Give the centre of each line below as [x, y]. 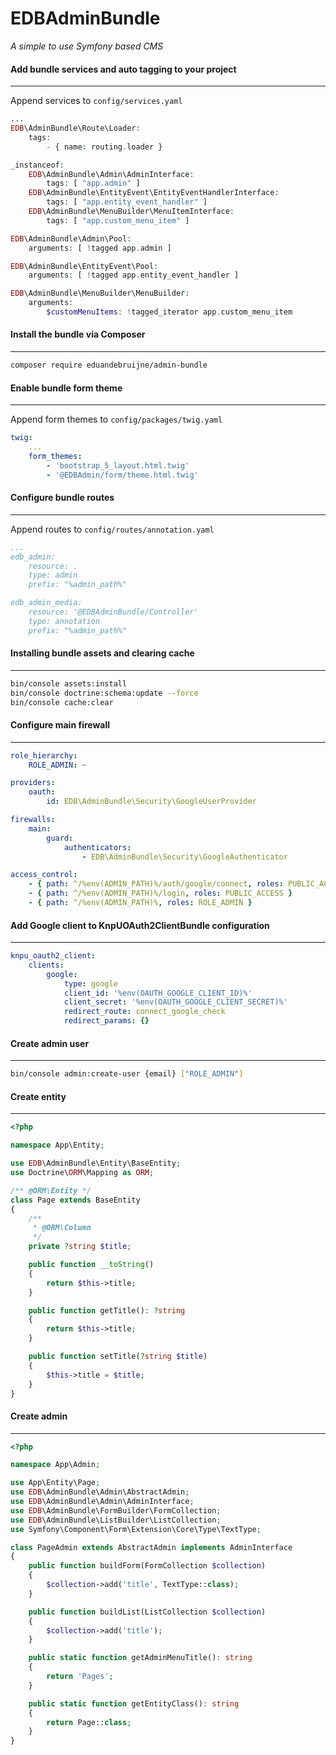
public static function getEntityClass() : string [134, 1703]
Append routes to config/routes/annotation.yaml [112, 529]
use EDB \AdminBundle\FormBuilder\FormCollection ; [116, 1510]
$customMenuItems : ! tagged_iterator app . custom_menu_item [169, 312]
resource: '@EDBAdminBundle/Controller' [113, 612]
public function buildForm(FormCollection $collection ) [147, 1566]
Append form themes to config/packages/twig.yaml [116, 419]
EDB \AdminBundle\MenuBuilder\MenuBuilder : [100, 293]
